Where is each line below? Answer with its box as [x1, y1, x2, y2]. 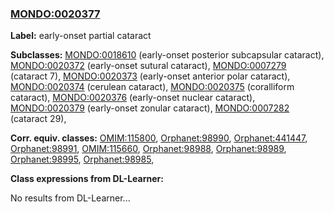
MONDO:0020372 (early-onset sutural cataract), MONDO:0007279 [10, 60, 287, 72]
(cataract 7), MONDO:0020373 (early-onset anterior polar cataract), [10, 70, 291, 82]
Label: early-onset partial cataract [10, 30, 152, 42]
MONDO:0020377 [10, 7, 101, 21]
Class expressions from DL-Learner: [10, 173, 164, 185]
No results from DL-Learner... [10, 192, 131, 204]
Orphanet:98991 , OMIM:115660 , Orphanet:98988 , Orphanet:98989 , [10, 143, 287, 155]
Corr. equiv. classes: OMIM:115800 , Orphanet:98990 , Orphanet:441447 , [10, 132, 308, 144]
